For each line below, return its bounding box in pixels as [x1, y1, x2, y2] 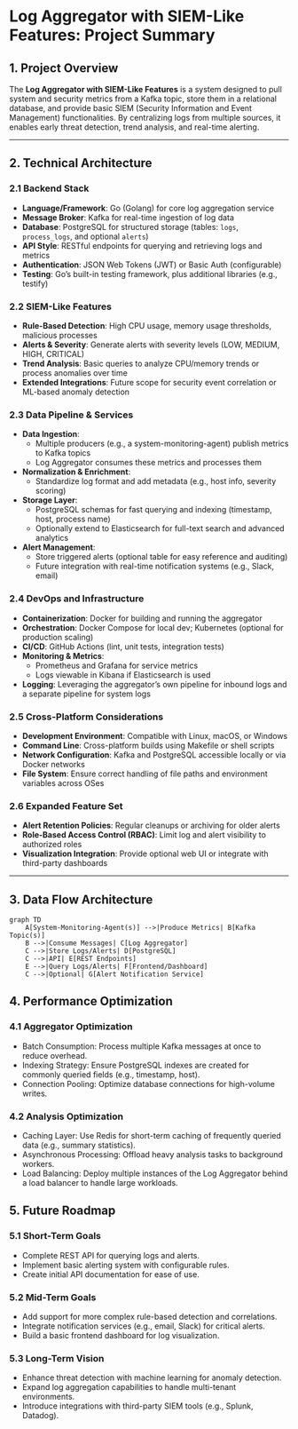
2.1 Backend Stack [9, 182, 90, 195]
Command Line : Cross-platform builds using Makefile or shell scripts [21, 740, 275, 750]
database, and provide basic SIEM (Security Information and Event [9, 103, 253, 113]
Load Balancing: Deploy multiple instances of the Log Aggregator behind [21, 1168, 288, 1179]
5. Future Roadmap [9, 1203, 116, 1219]
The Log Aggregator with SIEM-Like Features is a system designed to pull [9, 84, 282, 94]
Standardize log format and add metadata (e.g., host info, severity [35, 476, 277, 487]
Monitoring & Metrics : [21, 650, 105, 661]
